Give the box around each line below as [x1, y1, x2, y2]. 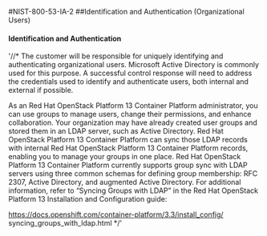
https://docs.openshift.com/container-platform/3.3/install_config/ [8, 210, 224, 219]
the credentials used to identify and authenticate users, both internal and [8, 77, 249, 86]
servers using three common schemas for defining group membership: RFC [8, 169, 258, 178]
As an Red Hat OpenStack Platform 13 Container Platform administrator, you [8, 101, 258, 110]
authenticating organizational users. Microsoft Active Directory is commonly [8, 60, 259, 70]
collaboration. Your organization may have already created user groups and [8, 118, 258, 127]
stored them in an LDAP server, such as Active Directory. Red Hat [8, 126, 225, 136]
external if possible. [8, 86, 74, 95]
